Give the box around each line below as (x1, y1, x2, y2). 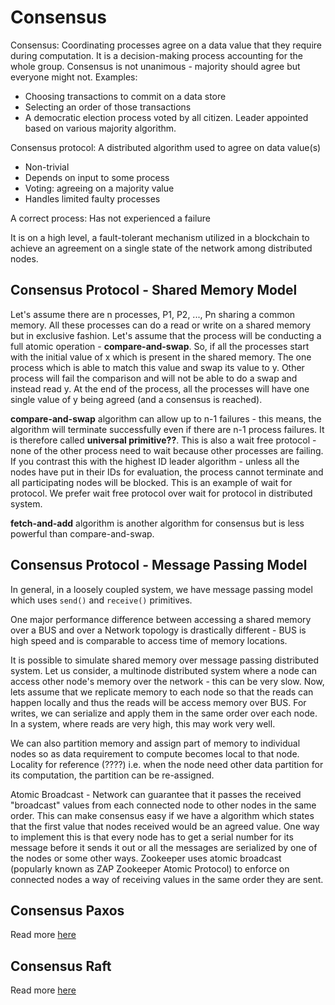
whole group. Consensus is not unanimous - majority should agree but (10, 60, 301, 72)
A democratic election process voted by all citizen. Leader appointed (24, 111, 309, 123)
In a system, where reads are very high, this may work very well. (10, 717, 276, 730)
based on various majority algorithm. (24, 122, 177, 134)
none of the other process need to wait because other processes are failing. (10, 444, 324, 456)
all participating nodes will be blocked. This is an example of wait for (10, 476, 293, 488)
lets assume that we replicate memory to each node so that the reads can (10, 686, 314, 698)
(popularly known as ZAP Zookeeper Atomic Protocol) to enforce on (10, 862, 290, 875)
